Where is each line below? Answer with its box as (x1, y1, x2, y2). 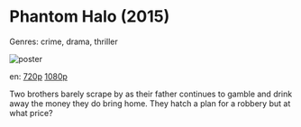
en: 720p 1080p (9, 70, 68, 82)
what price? (9, 107, 53, 118)
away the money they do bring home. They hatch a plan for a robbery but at (9, 97, 291, 109)
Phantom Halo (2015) (9, 6, 170, 27)
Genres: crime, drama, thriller (9, 36, 119, 47)
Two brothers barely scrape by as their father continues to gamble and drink (9, 88, 293, 99)
